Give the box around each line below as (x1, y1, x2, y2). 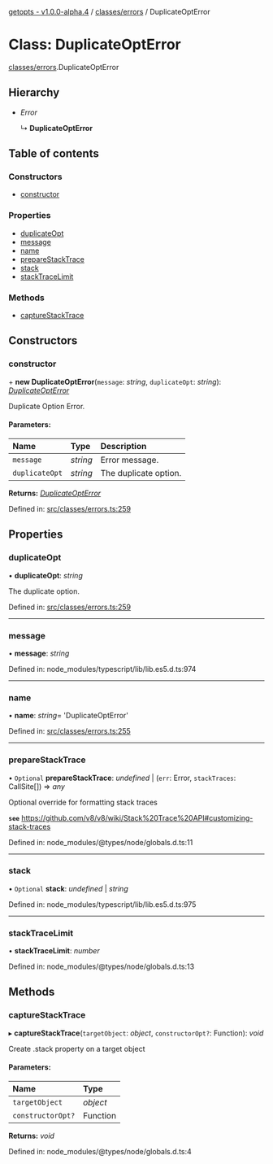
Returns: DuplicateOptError (8, 488, 102, 498)
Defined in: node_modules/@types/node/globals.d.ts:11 (8, 837, 193, 847)
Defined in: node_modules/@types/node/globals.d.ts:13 (8, 961, 195, 971)
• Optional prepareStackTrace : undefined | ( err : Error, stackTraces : (8, 773, 236, 783)
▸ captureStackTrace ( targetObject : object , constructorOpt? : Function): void (8, 1028, 264, 1038)
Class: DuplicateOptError (8, 36, 181, 54)
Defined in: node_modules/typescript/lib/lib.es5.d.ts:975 (8, 899, 197, 909)
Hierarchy (8, 85, 60, 100)
